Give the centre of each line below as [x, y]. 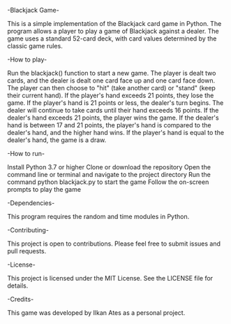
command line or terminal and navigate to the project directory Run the [109, 175]
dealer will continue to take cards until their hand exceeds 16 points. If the [113, 110]
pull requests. [27, 251]
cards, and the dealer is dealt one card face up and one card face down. [111, 80]
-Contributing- [28, 230]
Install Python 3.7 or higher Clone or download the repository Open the [109, 167]
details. [18, 286]
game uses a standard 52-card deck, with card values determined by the [112, 38]
